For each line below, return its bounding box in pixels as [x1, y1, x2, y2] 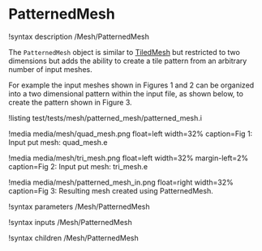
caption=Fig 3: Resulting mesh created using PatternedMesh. [8, 185, 213, 195]
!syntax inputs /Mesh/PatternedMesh [8, 217, 132, 227]
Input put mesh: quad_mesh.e [8, 137, 108, 147]
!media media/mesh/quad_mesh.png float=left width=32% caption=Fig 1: [8, 129, 253, 138]
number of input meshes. [8, 64, 92, 74]
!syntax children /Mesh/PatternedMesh [8, 232, 140, 243]
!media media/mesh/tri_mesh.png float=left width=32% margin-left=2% [8, 153, 249, 163]
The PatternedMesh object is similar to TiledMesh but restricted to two [8, 47, 241, 57]
